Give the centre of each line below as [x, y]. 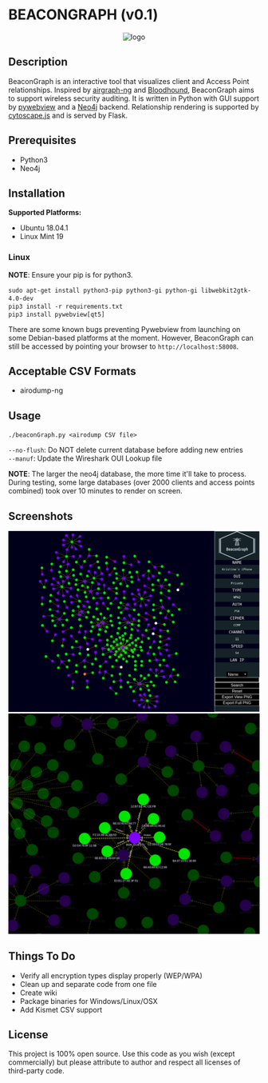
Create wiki [38, 993]
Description [38, 62]
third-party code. [37, 1071]
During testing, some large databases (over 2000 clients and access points [132, 482]
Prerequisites [42, 140]
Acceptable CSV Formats [72, 372]
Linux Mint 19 [41, 237]
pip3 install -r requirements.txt [66, 306]
